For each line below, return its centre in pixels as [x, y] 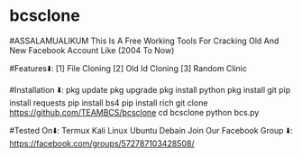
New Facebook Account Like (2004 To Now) [92, 50]
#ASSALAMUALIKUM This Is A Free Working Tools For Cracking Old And [144, 41]
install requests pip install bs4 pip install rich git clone [109, 102]
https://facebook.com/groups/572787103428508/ [102, 143]
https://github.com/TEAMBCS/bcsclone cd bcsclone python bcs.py [134, 112]
